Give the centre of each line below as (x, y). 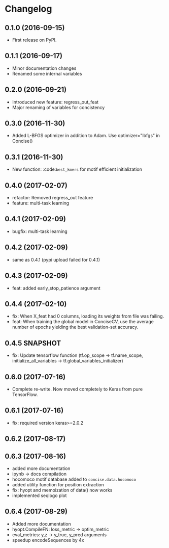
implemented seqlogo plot (39, 495)
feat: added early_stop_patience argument (56, 288)
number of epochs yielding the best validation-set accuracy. (75, 327)
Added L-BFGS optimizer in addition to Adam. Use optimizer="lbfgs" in (86, 136)
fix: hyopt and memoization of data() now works (62, 490)
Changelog (28, 9)
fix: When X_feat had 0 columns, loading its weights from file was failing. (88, 316)
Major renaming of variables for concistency (58, 107)
